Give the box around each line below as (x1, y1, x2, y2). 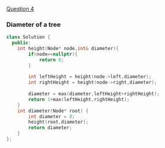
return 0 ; (38, 57, 64, 63)
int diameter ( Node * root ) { (17, 108, 89, 114)
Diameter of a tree (6, 20, 61, 29)
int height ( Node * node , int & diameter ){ (17, 46, 119, 52)
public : (12, 40, 32, 46)
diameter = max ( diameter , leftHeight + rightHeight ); (28, 91, 160, 97)
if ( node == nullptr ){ (28, 51, 78, 57)
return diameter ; (28, 125, 72, 131)
